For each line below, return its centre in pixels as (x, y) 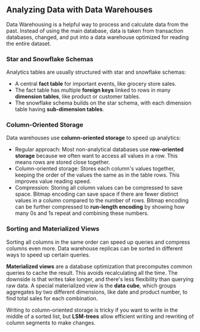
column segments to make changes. (51, 322)
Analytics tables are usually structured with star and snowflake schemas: (96, 72)
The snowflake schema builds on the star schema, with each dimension (103, 103)
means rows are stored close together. (63, 162)
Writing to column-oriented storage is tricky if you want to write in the (92, 310)
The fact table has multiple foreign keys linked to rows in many (93, 90)
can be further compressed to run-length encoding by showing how (100, 207)
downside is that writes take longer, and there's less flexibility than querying (100, 279)
